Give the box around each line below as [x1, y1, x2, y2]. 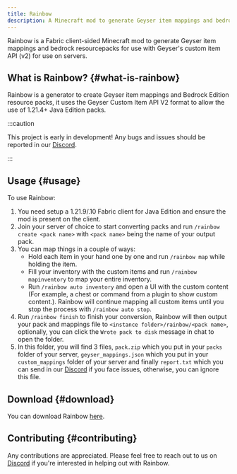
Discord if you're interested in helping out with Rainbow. [7, 458, 170, 467]
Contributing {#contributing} [7, 432, 138, 444]
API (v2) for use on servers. [7, 51, 88, 60]
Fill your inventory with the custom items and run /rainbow [28, 267, 197, 276]
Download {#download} [7, 393, 115, 405]
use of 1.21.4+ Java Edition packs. [7, 105, 107, 114]
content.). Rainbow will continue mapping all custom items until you [28, 298, 224, 306]
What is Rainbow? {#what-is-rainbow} [7, 71, 180, 83]
